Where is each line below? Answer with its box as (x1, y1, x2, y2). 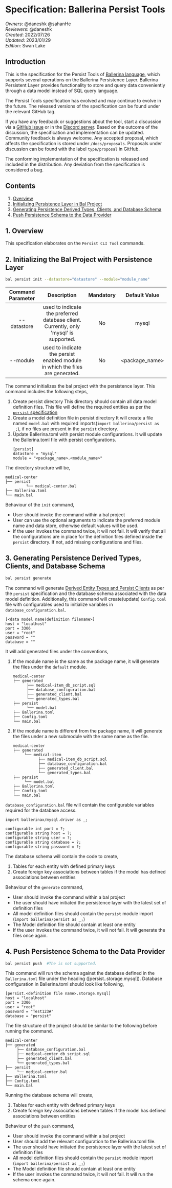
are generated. (44, 370, 80, 377)
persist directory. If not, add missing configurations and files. (12, 539, 143, 545)
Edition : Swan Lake (5, 42, 46, 48)
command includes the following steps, (5, 389, 88, 395)
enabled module (42, 357, 82, 364)
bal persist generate (5, 575, 52, 581)
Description (48, 292, 77, 299)
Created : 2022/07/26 (5, 31, 50, 38)
